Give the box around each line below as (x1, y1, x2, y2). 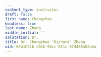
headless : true (5, 21, 37, 26)
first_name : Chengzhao (5, 16, 52, 21)
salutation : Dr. (5, 35, 39, 40)
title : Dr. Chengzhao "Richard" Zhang (5, 40, 85, 45)
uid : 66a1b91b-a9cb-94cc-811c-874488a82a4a (5, 44, 97, 49)
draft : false (5, 12, 32, 17)
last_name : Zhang (5, 26, 41, 31)
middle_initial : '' (5, 30, 46, 35)
